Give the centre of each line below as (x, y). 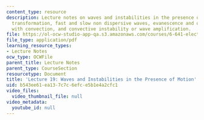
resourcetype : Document (36, 74)
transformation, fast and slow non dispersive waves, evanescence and (103, 23)
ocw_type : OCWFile (29, 57)
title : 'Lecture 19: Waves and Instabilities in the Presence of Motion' (102, 79)
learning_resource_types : (39, 46)
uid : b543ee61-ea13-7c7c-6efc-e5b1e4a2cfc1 (62, 85)
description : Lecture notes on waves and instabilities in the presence (100, 18)
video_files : (23, 91)
